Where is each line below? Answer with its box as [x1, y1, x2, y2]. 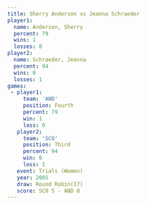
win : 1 [23, 115, 42, 122]
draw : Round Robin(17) [16, 180, 83, 187]
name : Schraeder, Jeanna [13, 56, 87, 63]
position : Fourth [23, 102, 74, 109]
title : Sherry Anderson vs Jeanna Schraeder [7, 10, 140, 18]
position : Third [23, 142, 71, 149]
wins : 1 [13, 37, 37, 44]
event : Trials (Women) [16, 167, 83, 175]
